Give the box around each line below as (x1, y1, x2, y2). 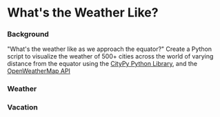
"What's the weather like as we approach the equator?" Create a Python (7, 45, 212, 53)
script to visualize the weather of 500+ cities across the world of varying (7, 52, 214, 61)
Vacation (7, 103, 38, 112)
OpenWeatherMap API (7, 67, 71, 75)
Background (7, 30, 50, 39)
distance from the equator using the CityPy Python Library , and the (7, 60, 198, 68)
